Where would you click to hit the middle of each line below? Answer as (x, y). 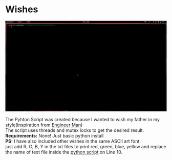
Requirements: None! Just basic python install (55, 136)
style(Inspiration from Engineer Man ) (44, 125)
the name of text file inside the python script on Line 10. (64, 152)
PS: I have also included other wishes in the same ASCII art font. (73, 141)
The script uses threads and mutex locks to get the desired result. (75, 130)
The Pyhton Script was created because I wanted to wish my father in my (83, 120)
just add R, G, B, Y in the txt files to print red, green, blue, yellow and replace (86, 147)
